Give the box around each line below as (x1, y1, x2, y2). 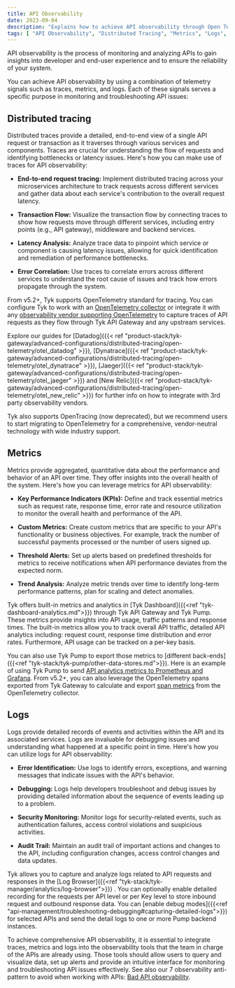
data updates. (17, 856, 57, 865)
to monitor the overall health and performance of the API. (17, 509, 183, 517)
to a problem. (17, 799, 56, 807)
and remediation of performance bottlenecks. (17, 253, 149, 263)
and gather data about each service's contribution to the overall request (17, 190, 225, 198)
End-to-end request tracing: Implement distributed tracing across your (17, 174, 224, 183)
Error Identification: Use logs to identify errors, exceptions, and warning (17, 763, 227, 772)
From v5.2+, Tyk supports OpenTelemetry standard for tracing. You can (7, 295, 213, 305)
